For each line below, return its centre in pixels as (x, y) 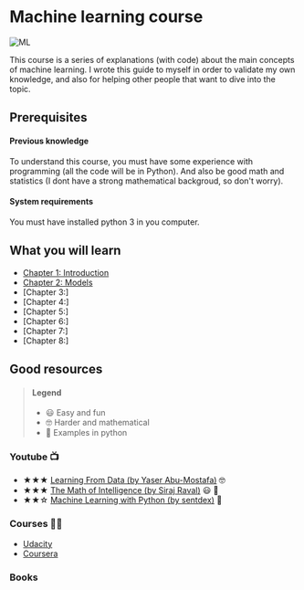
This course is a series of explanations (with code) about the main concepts (152, 59)
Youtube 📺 (34, 457)
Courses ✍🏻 (36, 524)
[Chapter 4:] (46, 301)
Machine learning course (106, 17)
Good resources (56, 369)
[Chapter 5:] (46, 311)
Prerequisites (48, 117)
